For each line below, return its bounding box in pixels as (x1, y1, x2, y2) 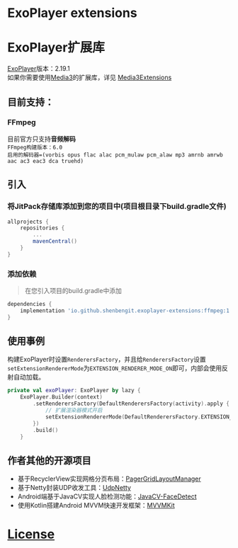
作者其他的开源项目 (7, 455, 91, 467)
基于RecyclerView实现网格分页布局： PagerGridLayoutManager (17, 474, 202, 483)
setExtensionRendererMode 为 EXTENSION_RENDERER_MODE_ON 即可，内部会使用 (7, 364, 222, 372)
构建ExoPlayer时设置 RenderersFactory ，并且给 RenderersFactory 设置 (7, 355, 207, 364)
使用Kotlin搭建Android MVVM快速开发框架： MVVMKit (17, 501, 175, 510)
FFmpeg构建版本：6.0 (7, 144, 62, 151)
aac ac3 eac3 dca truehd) (7, 157, 84, 164)
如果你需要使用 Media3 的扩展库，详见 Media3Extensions (7, 73, 172, 82)
